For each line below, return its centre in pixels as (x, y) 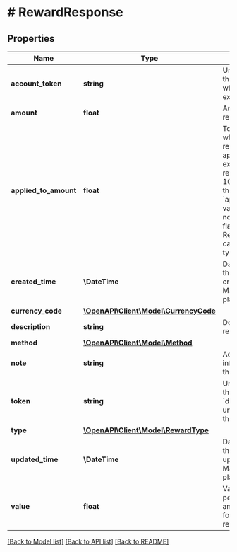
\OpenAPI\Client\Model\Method (138, 343)
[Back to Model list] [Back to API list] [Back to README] (88, 541)
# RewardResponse (65, 12)
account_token (36, 84)
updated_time (35, 459)
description (31, 327)
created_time (34, 282)
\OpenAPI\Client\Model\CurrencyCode (150, 311)
